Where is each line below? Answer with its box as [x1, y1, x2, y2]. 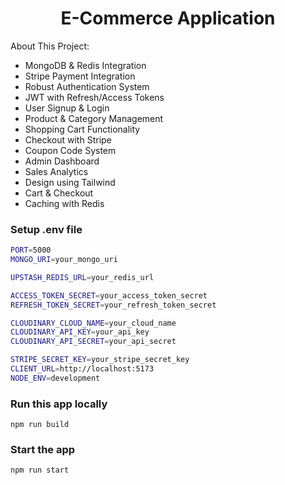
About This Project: [10, 40, 90, 52]
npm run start [10, 465, 70, 476]
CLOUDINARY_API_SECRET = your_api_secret [10, 337, 177, 347]
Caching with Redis [24, 197, 105, 209]
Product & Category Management [24, 112, 164, 124]
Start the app [10, 443, 76, 457]
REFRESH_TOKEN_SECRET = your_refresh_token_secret [10, 300, 217, 310]
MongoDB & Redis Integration [24, 59, 147, 71]
